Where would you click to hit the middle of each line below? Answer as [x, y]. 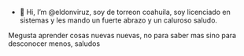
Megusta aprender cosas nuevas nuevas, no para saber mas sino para [122, 35]
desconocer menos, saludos [54, 44]
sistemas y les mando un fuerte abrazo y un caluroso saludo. [118, 20]
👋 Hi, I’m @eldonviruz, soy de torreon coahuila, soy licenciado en [125, 12]
